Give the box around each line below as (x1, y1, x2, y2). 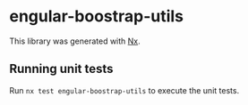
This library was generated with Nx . (9, 36, 141, 46)
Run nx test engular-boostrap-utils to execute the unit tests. (9, 85, 240, 95)
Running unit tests (9, 61, 114, 77)
